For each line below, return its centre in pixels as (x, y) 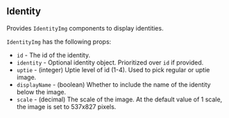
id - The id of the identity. (53, 55)
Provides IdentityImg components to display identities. (85, 28)
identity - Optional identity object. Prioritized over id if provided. (110, 62)
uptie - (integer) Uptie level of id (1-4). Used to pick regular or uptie (113, 69)
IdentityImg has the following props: (59, 42)
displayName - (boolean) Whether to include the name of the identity (113, 84)
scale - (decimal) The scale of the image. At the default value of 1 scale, (119, 99)
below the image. (41, 92)
